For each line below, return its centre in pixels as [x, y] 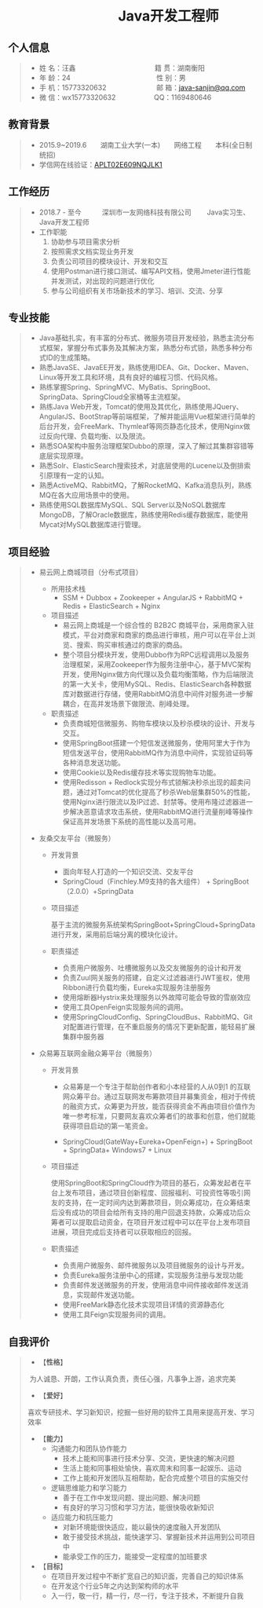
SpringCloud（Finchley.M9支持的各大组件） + [137, 881]
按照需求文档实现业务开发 [92, 251]
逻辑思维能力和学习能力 [89, 1488]
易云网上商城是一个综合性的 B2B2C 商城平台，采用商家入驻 [158, 625]
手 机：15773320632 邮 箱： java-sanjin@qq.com [142, 88]
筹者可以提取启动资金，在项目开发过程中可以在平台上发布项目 [151, 1222]
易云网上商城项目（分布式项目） [91, 572]
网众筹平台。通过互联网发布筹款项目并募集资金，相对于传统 [159, 1097]
